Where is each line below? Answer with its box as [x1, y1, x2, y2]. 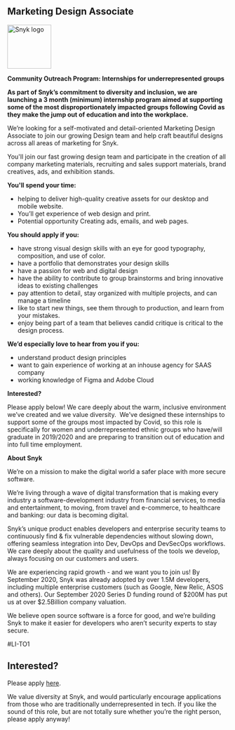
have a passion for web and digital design [17, 266, 138, 274]
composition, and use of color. [17, 251, 106, 260]
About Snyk [7, 453, 43, 462]
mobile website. [17, 201, 64, 210]
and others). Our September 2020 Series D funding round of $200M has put [7, 590, 228, 599]
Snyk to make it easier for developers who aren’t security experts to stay [7, 618, 217, 627]
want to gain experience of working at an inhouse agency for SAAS [17, 361, 212, 369]
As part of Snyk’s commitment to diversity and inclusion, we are [7, 88, 198, 96]
